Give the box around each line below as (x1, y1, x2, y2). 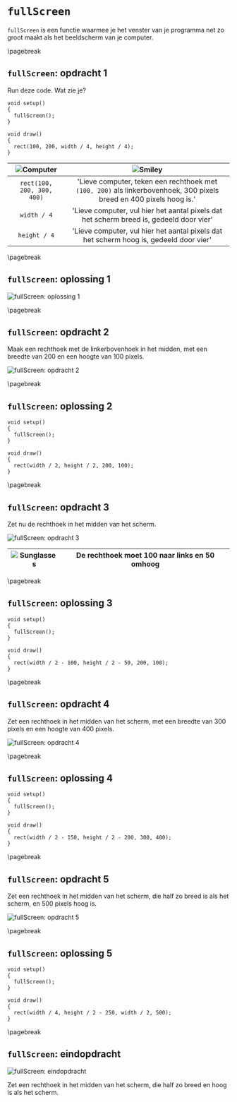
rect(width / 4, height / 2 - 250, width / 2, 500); (13, 1010, 172, 1017)
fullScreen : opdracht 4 (7, 698, 110, 710)
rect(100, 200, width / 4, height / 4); (13, 143, 134, 150)
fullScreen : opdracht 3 (7, 501, 109, 513)
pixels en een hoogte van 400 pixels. (7, 724, 115, 733)
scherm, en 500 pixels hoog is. (7, 899, 97, 908)
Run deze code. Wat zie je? (7, 86, 87, 95)
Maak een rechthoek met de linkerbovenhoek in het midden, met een (7, 345, 208, 354)
